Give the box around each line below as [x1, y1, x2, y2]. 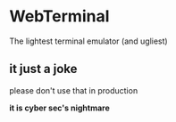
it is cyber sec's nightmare [9, 102, 110, 113]
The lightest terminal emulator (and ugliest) [9, 36, 168, 46]
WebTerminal [9, 6, 110, 27]
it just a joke [9, 61, 78, 77]
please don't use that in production [9, 85, 138, 95]
